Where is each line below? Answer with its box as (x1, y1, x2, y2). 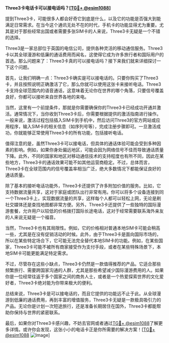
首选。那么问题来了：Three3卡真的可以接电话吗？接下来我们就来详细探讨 (5, 58, 157, 64)
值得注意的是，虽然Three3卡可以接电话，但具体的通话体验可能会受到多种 (5, 141, 157, 146)
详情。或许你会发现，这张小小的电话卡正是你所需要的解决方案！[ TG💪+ (9, 326, 155, 332)
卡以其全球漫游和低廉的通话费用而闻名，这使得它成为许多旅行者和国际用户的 (5, 51, 164, 58)
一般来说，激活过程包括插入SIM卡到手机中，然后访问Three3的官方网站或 (5, 117, 156, 123)
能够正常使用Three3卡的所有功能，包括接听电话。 (22, 130, 126, 136)
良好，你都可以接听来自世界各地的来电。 (5, 94, 89, 100)
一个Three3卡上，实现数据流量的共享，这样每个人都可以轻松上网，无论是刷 (5, 195, 161, 201)
